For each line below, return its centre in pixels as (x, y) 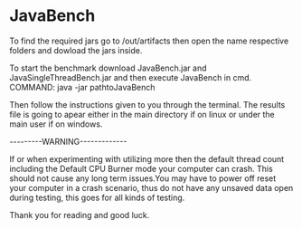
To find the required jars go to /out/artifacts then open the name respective (149, 41)
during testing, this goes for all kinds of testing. (97, 197)
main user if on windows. (56, 124)
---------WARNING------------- (68, 141)
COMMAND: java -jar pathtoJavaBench (82, 87)
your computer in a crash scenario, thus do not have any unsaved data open (151, 187)
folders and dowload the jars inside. (76, 50)
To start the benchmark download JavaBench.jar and (108, 68)
